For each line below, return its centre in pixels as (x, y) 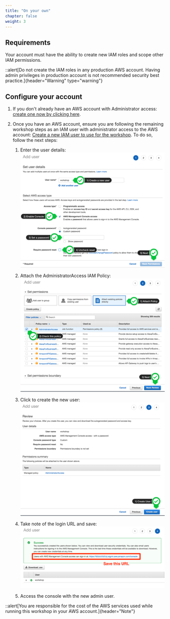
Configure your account (44, 96)
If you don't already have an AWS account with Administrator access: (85, 109)
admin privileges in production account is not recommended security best (82, 75)
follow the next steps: (35, 140)
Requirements (28, 42)
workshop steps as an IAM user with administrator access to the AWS (85, 129)
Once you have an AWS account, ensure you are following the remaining (88, 124)
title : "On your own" (28, 11)
